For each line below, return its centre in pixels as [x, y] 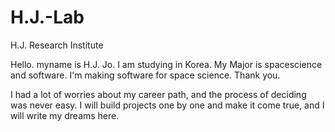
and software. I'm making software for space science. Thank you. [145, 75]
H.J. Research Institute [57, 45]
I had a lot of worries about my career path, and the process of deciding [158, 94]
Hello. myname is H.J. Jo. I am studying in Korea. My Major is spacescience [166, 64]
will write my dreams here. [65, 115]
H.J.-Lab [47, 17]
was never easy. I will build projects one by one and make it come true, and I [167, 105]
